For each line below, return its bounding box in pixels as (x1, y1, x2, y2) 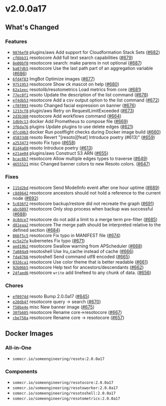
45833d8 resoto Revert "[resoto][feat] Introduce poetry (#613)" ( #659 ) (12, 134, 155, 140)
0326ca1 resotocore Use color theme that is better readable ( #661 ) (12, 259, 148, 265)
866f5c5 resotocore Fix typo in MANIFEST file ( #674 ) (12, 232, 121, 238)
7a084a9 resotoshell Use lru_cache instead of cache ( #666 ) (12, 248, 134, 254)
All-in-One (5, 344, 31, 351)
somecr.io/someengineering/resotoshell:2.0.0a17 (12, 391, 116, 396)
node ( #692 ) (12, 195, 39, 201)
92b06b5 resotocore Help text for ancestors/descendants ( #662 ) (12, 264, 144, 270)
